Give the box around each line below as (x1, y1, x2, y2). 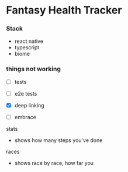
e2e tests (14, 90, 37, 97)
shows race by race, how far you (14, 160, 94, 167)
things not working (6, 65, 61, 73)
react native (14, 38, 44, 45)
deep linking (14, 102, 45, 109)
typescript (14, 44, 40, 51)
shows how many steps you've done (14, 137, 103, 144)
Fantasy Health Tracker (6, 4, 122, 17)
